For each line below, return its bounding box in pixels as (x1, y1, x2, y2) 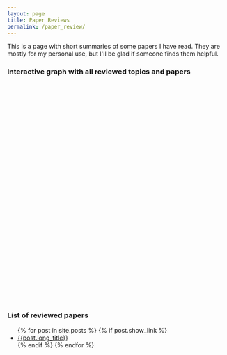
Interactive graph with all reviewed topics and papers (7, 67, 191, 77)
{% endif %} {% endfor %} (17, 340, 95, 349)
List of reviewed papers (7, 310, 89, 320)
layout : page (7, 10, 45, 17)
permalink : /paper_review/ (7, 23, 86, 30)
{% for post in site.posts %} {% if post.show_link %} (17, 326, 168, 334)
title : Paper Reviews (7, 17, 70, 24)
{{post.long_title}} (17, 333, 68, 342)
